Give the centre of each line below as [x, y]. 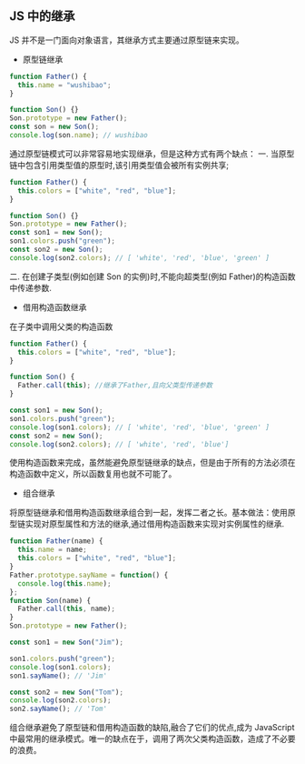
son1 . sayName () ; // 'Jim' [58, 676]
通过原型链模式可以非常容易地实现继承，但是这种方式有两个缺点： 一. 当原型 [152, 154]
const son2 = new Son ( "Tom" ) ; [67, 692]
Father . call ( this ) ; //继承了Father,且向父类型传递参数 [115, 386]
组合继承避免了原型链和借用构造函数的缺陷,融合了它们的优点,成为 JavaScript [152, 728]
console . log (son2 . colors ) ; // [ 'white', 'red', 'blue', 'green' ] [140, 257]
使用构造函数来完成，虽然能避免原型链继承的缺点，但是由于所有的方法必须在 [152, 463]
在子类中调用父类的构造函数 [61, 327]
